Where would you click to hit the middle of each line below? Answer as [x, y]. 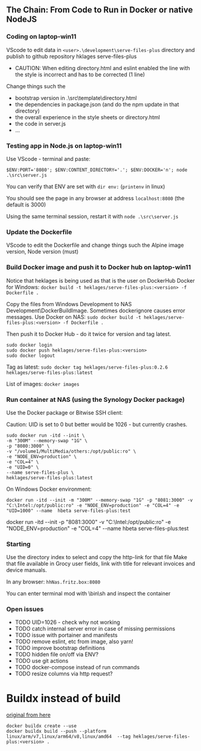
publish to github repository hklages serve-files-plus [72, 56]
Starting [19, 544]
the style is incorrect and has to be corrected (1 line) [80, 74]
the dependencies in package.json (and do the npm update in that [97, 104]
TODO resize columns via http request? [64, 674]
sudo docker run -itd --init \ [46, 435]
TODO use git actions [42, 661]
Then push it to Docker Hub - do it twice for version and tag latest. [89, 334]
